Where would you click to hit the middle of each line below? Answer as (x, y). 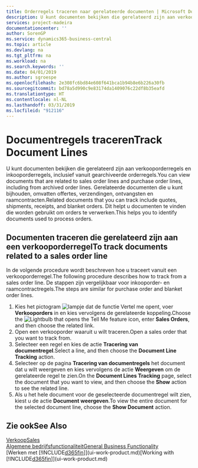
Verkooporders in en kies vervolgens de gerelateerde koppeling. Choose (103, 313)
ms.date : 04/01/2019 (32, 72)
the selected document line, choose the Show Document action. (93, 407)
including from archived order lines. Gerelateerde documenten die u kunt (95, 187)
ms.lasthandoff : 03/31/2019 (41, 105)
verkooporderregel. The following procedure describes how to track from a (96, 277)
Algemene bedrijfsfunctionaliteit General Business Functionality (82, 446)
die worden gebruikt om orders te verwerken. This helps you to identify (92, 213)
